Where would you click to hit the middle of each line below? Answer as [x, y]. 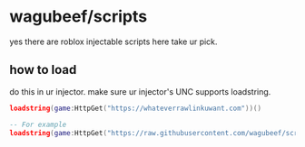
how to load [43, 70]
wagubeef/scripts [79, 17]
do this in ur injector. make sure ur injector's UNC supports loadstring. [140, 91]
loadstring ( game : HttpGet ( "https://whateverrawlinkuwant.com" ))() [135, 108]
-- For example [38, 124]
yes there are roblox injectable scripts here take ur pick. [113, 41]
